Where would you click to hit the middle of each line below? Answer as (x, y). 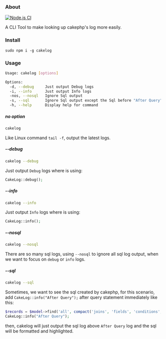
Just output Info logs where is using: (43, 212)
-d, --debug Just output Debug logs (52, 87)
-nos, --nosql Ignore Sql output (46, 96)
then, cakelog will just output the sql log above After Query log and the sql (81, 326)
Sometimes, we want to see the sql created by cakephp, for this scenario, (80, 292)
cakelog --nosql (22, 245)
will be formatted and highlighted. (39, 331)
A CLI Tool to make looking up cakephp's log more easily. (63, 27)
